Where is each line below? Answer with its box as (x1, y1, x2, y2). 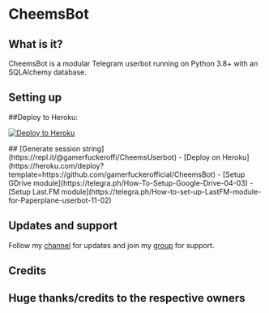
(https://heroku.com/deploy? (8, 161, 105, 170)
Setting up (8, 91, 62, 105)
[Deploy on (183, 152, 221, 162)
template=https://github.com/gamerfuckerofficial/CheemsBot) (8, 169, 216, 179)
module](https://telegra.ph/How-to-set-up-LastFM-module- (61, 187, 262, 196)
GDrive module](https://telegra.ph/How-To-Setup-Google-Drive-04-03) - (8, 178, 254, 187)
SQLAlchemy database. (8, 67, 88, 77)
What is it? (8, 37, 63, 51)
